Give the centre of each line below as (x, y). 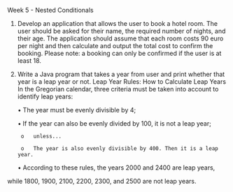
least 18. (29, 61)
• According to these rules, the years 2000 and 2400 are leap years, (116, 168)
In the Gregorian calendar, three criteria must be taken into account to (118, 89)
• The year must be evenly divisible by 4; (77, 110)
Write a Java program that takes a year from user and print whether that (121, 74)
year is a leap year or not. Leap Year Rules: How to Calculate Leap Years (121, 82)
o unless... (41, 136)
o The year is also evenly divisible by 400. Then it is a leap (119, 149)
